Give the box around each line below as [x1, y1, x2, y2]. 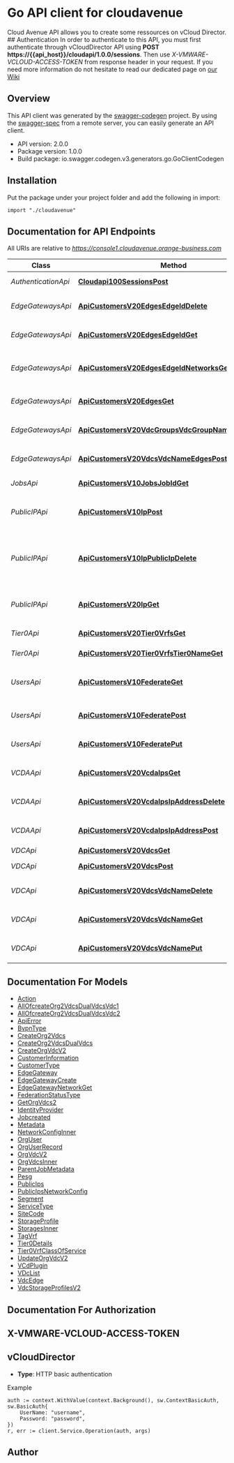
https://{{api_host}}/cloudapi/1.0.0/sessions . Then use [7, 50, 171, 59]
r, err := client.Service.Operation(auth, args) [7, 1427, 151, 1434]
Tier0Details [17, 1239, 53, 1247]
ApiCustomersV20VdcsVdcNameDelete [77, 886, 213, 896]
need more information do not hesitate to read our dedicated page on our [7, 65, 218, 73]
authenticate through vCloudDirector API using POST [7, 43, 160, 51]
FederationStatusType [17, 1091, 81, 1099]
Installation [7, 174, 57, 186]
